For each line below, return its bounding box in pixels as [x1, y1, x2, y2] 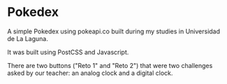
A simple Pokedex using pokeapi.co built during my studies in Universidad [7, 27, 221, 35]
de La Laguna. [7, 34, 49, 42]
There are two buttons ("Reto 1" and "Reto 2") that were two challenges [7, 61, 213, 69]
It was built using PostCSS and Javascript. [7, 48, 129, 56]
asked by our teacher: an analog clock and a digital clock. [7, 69, 173, 77]
